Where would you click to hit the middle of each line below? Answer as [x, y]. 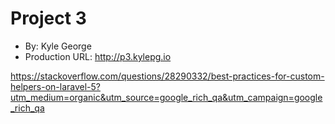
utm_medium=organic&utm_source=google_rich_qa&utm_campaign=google [166, 97]
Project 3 [48, 18]
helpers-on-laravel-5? [55, 86]
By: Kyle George [58, 46]
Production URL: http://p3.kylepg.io [98, 56]
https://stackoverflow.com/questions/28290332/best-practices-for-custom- [167, 76]
